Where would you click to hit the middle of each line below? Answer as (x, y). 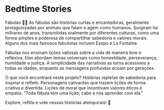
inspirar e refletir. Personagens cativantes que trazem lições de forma (75, 82)
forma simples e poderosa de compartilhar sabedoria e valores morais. (76, 38)
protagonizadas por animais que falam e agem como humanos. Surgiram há (82, 27)
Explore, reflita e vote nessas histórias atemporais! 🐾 (58, 102)
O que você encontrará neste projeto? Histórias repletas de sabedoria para (81, 77)
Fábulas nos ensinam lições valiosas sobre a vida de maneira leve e (73, 53)
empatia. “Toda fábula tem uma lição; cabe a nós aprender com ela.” (74, 93)
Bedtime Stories (38, 9)
